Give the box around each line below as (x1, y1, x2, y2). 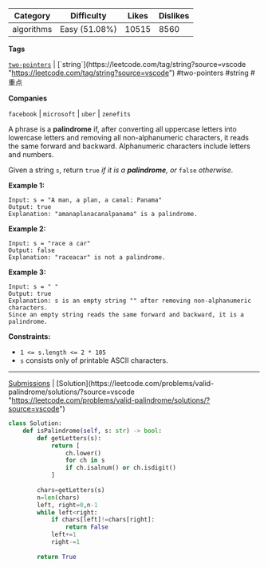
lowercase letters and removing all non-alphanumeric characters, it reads (8, 133, 250, 142)
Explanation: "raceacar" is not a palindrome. (8, 254, 166, 262)
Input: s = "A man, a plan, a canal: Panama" (8, 196, 162, 204)
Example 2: (8, 224, 46, 234)
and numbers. (8, 150, 54, 159)
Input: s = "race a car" (8, 239, 91, 247)
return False (65, 523, 109, 531)
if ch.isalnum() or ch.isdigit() (65, 464, 177, 472)
